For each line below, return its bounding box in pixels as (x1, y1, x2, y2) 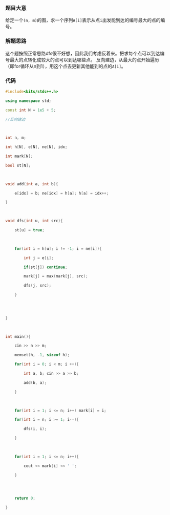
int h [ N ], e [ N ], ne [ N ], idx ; (5, 144, 68, 149)
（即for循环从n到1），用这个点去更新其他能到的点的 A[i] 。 (5, 63, 126, 69)
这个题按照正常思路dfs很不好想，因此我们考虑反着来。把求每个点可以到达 (5, 50, 160, 56)
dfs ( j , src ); (24, 283, 52, 288)
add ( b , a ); (24, 380, 47, 385)
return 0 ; (14, 496, 36, 501)
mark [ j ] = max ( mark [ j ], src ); (24, 274, 88, 279)
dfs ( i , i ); (24, 426, 47, 432)
